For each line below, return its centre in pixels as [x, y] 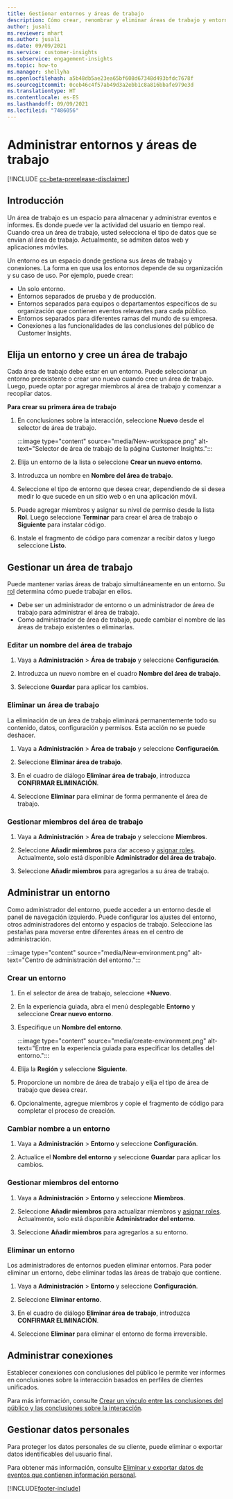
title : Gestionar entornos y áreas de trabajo [76, 14]
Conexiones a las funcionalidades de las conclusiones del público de [115, 325]
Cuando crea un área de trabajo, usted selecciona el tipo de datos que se [112, 232]
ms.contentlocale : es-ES [43, 98]
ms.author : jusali [34, 40]
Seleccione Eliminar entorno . [59, 1300]
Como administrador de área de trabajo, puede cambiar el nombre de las [121, 620]
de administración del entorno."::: [93, 960]
